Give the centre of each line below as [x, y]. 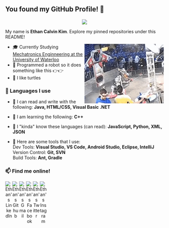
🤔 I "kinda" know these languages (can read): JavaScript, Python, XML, [87, 127]
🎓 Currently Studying [35, 47]
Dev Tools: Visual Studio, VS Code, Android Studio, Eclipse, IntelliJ [83, 147]
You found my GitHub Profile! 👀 [55, 9]
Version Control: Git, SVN [39, 153]
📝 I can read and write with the [44, 102]
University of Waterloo [36, 59]
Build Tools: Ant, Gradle [37, 158]
